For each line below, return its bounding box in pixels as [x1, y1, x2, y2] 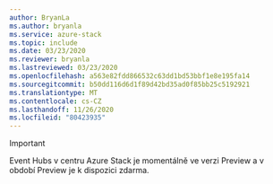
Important [9, 138, 46, 149]
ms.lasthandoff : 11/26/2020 [9, 105, 115, 114]
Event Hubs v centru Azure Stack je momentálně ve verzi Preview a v [9, 155, 264, 166]
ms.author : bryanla [9, 22, 82, 31]
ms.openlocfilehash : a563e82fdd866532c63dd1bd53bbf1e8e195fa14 [9, 72, 251, 81]
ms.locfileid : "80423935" [9, 113, 106, 122]
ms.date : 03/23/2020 [9, 47, 87, 56]
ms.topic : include [9, 38, 78, 48]
